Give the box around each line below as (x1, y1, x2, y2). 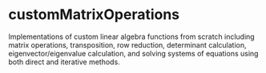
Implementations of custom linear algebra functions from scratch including (8, 32, 255, 41)
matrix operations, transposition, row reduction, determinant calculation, (8, 40, 247, 49)
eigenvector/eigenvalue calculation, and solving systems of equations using (8, 48, 259, 58)
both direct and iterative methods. (8, 57, 120, 67)
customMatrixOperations (8, 6, 180, 24)
